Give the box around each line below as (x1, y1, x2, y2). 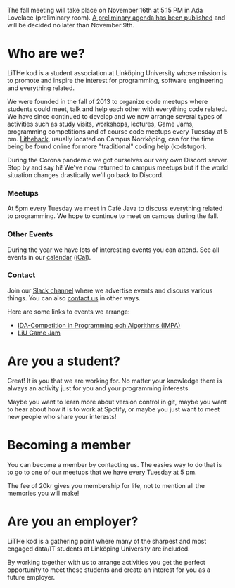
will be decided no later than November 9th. (7, 21, 135, 29)
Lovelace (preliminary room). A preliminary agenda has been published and (7, 13, 226, 22)
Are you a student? (7, 353, 121, 369)
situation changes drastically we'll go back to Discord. (7, 170, 164, 179)
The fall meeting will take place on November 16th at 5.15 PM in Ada (7, 6, 203, 14)
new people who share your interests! (7, 412, 117, 421)
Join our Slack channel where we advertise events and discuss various (7, 286, 213, 295)
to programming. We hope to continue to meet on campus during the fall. (7, 212, 219, 220)
